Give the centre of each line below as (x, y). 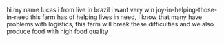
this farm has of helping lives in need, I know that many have (116, 17)
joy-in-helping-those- (186, 10)
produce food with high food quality (57, 31)
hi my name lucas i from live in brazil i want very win (80, 10)
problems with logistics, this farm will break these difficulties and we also (110, 24)
